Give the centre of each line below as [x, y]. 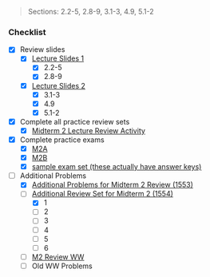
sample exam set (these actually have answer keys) [117, 167]
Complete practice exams [62, 140]
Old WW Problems [62, 266]
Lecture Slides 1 [58, 58]
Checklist [27, 32]
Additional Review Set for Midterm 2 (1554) [103, 194]
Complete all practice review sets [75, 121]
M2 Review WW [58, 257]
